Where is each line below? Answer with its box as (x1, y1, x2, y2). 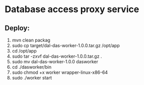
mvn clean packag (12, 37, 51, 43)
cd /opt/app (12, 48, 37, 54)
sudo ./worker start (12, 75, 52, 80)
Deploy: (5, 24, 30, 32)
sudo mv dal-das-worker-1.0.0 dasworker (12, 59, 99, 64)
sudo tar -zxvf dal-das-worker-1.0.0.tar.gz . (12, 53, 102, 59)
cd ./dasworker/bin (12, 64, 51, 70)
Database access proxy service (5, 4, 139, 15)
